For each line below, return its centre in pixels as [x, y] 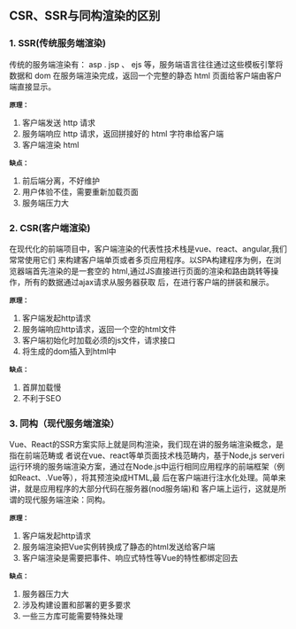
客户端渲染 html [50, 144]
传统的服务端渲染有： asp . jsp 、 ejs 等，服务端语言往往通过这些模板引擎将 [146, 64]
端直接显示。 [32, 86]
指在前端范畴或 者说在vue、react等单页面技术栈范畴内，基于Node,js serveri [147, 455]
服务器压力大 [45, 594]
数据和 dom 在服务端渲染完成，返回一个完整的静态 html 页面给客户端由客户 [146, 75]
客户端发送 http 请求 [58, 122]
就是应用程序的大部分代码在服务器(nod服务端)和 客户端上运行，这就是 [152, 489]
